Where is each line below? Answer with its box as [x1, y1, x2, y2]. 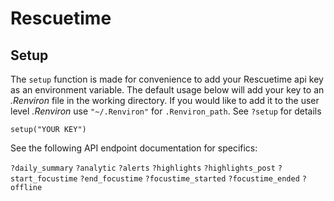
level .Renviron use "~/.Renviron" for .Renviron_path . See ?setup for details [10, 105, 322, 117]
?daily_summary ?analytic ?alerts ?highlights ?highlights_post [10, 163, 276, 173]
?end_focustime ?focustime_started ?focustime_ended [79, 174, 300, 184]
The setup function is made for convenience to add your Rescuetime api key [10, 73, 324, 85]
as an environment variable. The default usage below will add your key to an [10, 84, 325, 96]
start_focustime [10, 174, 78, 184]
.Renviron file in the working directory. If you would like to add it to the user [10, 95, 320, 106]
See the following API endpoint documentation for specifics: [10, 142, 258, 154]
